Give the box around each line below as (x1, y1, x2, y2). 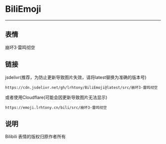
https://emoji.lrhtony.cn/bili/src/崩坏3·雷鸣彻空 (5, 105, 107, 110)
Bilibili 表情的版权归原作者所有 (5, 134, 66, 140)
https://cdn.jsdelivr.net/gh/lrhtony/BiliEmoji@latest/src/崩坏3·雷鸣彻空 (5, 85, 158, 90)
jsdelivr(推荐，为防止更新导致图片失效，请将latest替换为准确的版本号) (5, 74, 147, 80)
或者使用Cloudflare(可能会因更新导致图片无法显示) (5, 94, 108, 100)
